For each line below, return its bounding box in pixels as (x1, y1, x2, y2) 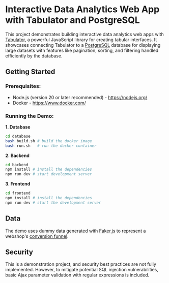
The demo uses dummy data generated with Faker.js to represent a (5, 228, 146, 234)
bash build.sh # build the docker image (5, 138, 93, 143)
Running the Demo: (5, 112, 54, 119)
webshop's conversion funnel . (5, 233, 69, 239)
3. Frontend (5, 181, 31, 187)
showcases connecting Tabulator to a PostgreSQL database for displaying (5, 42, 161, 48)
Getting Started (5, 68, 55, 76)
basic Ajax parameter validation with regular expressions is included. (5, 272, 150, 278)
